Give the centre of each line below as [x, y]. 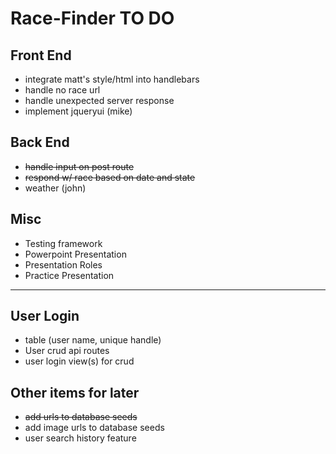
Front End [41, 55]
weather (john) [55, 188]
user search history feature [80, 438]
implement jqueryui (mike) [78, 111]
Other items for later [75, 392]
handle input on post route [79, 166]
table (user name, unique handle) [93, 340]
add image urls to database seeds [94, 428]
